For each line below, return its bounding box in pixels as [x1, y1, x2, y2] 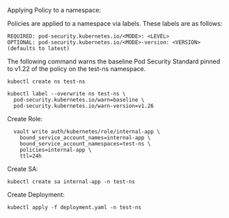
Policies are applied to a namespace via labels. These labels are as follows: [7, 20, 223, 27]
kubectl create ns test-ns [7, 78, 86, 85]
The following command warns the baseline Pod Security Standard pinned [7, 57, 221, 65]
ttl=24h [19, 153, 42, 159]
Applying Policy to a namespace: [7, 6, 102, 14]
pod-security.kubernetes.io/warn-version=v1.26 [13, 102, 155, 109]
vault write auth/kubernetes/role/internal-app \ [13, 128, 160, 135]
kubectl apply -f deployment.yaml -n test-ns [7, 204, 141, 211]
